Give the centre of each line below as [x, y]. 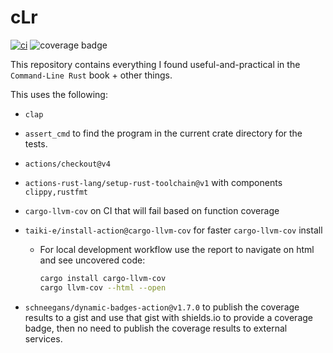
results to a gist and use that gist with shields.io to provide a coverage [168, 317]
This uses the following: [59, 94]
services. [43, 338]
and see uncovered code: [92, 260]
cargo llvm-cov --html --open [103, 287]
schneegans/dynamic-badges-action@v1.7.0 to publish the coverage [162, 307]
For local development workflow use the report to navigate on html [177, 249]
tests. [36, 143]
